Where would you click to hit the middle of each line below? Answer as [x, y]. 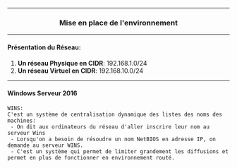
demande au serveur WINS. [45, 145]
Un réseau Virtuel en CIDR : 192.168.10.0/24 [80, 71]
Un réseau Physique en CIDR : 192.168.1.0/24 [82, 63]
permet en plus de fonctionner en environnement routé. [91, 157]
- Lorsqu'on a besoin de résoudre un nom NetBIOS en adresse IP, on [113, 139]
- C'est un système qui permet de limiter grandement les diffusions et [120, 151]
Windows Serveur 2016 [42, 93]
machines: [22, 121]
